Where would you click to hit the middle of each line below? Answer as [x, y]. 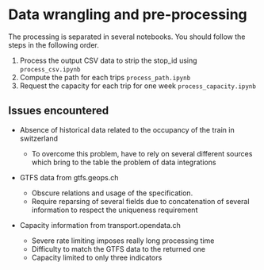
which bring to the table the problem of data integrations [124, 162]
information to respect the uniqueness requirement [115, 210]
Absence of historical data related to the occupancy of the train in [127, 129]
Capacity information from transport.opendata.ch [100, 225]
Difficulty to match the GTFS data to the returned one [119, 249]
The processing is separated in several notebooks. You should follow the [127, 37]
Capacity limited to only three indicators [97, 257]
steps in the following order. [54, 44]
